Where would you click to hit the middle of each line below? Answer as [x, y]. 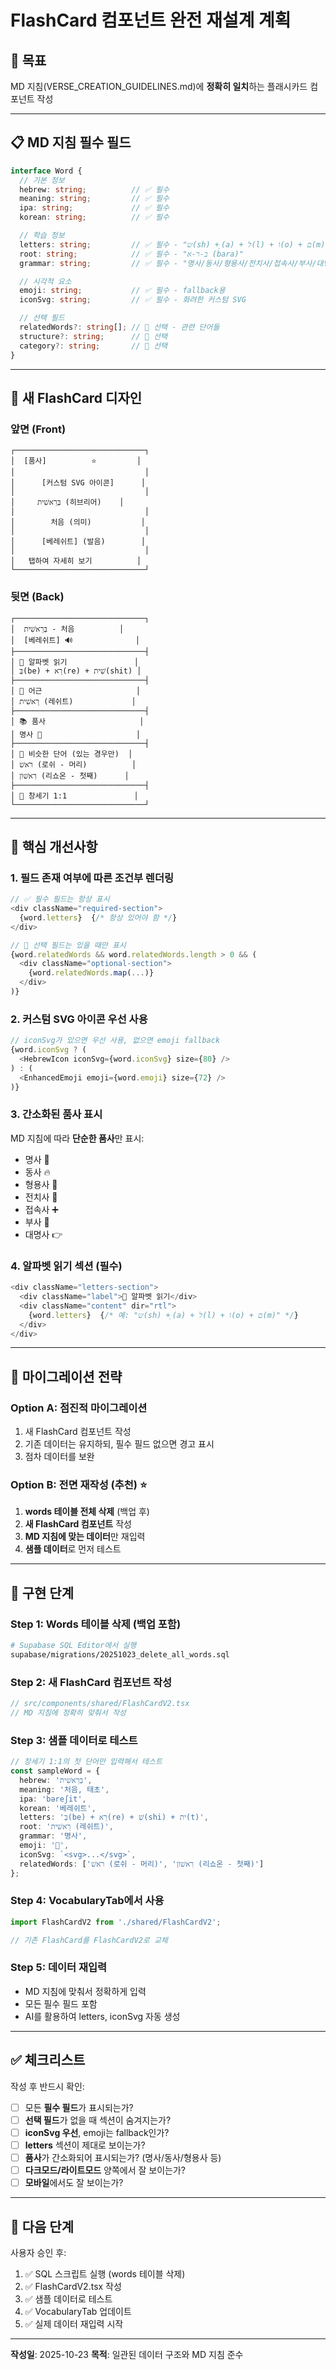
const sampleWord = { [55, 1771]
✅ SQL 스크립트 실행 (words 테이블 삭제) [105, 2273]
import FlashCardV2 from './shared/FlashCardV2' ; [116, 1922]
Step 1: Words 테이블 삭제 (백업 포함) [96, 1624]
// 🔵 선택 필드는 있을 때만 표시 [68, 945]
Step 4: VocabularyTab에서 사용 [87, 1901]
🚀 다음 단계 [42, 2226]
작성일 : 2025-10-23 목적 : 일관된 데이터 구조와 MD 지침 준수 [127, 2354]
